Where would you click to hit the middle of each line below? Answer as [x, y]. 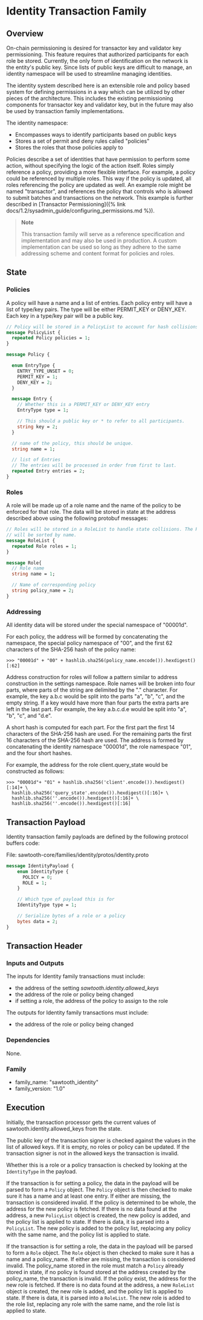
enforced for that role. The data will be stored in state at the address [91, 512]
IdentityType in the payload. [42, 1171]
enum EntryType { [34, 366]
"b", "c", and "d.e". [29, 716]
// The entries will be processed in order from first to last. [94, 465]
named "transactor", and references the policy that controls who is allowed [99, 191]
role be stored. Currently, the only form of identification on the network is [97, 61]
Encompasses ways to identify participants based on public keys [96, 135]
